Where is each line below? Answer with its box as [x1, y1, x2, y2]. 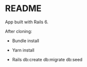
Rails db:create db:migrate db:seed [12, 56, 83, 62]
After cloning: [5, 28, 33, 34]
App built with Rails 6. [5, 19, 49, 25]
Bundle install [12, 37, 39, 44]
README [5, 3, 42, 14]
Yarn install [12, 47, 35, 53]
